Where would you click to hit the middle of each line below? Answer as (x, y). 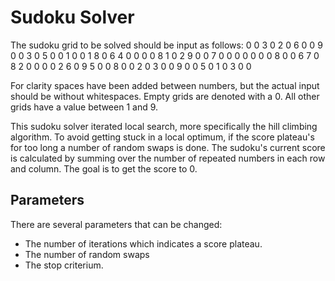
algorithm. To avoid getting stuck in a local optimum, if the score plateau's (162, 137)
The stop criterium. (64, 265)
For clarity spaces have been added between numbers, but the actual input (165, 85)
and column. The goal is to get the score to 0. (104, 168)
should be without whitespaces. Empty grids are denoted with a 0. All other (165, 96)
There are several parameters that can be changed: (116, 224)
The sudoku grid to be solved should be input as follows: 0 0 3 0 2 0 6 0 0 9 (166, 45)
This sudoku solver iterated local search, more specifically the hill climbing (164, 126)
